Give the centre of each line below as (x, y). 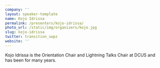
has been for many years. (31, 60)
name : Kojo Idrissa (25, 18)
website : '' (17, 41)
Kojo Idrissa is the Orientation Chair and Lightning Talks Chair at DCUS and (80, 55)
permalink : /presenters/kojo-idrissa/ (44, 23)
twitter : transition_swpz (31, 37)
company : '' (17, 9)
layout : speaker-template (31, 14)
